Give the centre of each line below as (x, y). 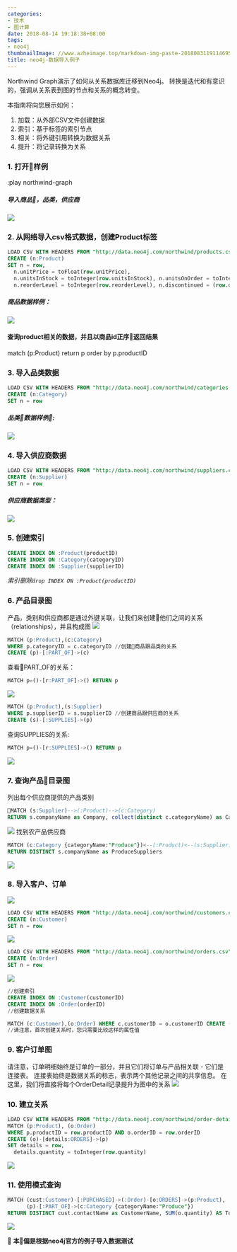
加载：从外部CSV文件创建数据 (61, 120)
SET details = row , (36, 1146)
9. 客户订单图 (30, 1050)
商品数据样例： (29, 302)
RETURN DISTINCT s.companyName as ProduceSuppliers (85, 851)
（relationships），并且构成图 (49, 626)
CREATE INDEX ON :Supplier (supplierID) (66, 566)
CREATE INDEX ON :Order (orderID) (56, 1004)
